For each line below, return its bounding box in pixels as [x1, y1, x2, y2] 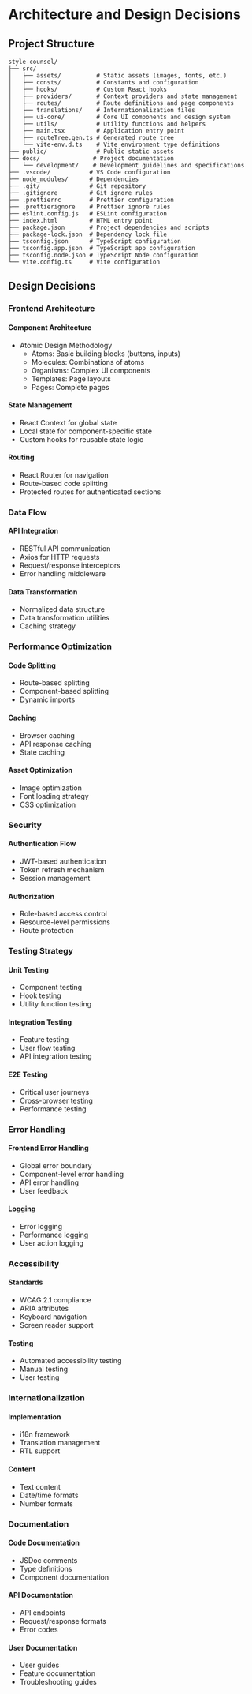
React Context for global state [19, 418, 117, 427]
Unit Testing [8, 965, 50, 974]
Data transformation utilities [19, 613, 110, 623]
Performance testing [19, 1104, 87, 1114]
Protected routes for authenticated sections [19, 487, 161, 497]
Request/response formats [19, 1616, 106, 1625]
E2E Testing [8, 1070, 49, 1079]
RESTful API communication [19, 544, 111, 553]
